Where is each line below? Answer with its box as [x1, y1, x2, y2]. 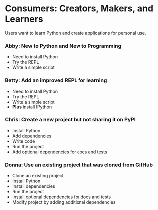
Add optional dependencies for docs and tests [12, 149, 108, 155]
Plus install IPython [12, 104, 52, 110]
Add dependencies [12, 133, 52, 139]
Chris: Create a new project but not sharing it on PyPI [5, 116, 136, 123]
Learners [5, 13, 43, 25]
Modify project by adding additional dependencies [12, 199, 116, 205]
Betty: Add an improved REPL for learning [5, 77, 107, 84]
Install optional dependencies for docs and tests [12, 194, 111, 200]
